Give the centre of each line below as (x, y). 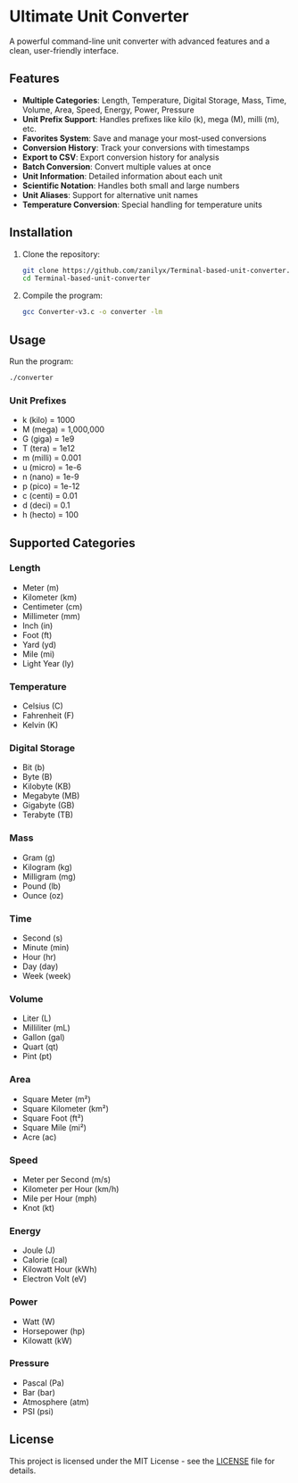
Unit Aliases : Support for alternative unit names (110, 195)
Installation (41, 232)
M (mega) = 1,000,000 (63, 429)
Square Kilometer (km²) (66, 1108)
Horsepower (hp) (54, 1330)
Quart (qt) (40, 1047)
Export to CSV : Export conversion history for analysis (121, 157)
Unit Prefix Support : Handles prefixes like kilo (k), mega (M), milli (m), (150, 119)
